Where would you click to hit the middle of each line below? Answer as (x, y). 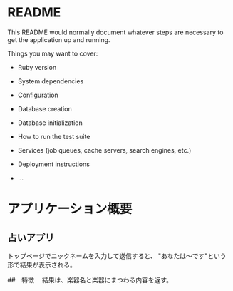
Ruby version (37, 67)
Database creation (45, 108)
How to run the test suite (54, 136)
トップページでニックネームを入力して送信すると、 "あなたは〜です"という (117, 256)
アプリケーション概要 (70, 209)
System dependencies (51, 81)
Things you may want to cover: (53, 53)
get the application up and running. (59, 39)
